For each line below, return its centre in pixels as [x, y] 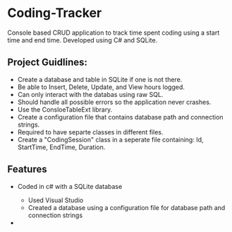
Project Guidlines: [48, 63]
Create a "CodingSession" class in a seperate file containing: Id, [110, 139]
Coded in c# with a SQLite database [70, 186]
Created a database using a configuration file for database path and [127, 207]
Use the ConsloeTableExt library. [65, 109]
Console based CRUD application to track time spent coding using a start [114, 33]
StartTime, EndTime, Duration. [61, 147]
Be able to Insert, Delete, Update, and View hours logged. [101, 87]
